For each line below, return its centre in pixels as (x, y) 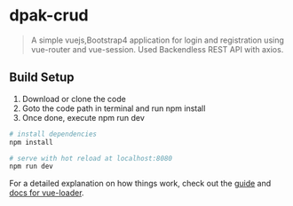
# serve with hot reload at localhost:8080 (91, 158)
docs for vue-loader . (47, 193)
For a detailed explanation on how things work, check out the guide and (140, 184)
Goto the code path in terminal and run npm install (114, 108)
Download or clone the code (74, 99)
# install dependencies (53, 134)
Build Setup (42, 78)
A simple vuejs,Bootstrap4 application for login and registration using (157, 40)
